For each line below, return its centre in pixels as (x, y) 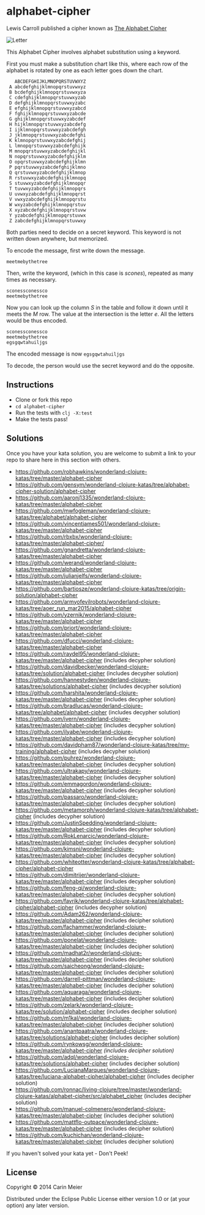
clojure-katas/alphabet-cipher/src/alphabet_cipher (79, 1096)
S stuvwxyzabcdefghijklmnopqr (47, 183)
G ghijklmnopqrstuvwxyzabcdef (47, 119)
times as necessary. (32, 279)
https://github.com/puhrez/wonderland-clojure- (75, 758)
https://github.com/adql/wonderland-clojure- (72, 1056)
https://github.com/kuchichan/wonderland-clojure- (80, 1135)
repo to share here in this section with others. (64, 460)
